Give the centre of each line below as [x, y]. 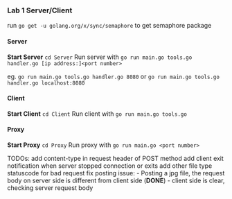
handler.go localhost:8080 [46, 83]
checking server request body [50, 188]
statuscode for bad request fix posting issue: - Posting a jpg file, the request [116, 173]
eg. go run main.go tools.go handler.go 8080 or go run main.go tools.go [114, 76]
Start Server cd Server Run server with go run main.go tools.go [100, 57]
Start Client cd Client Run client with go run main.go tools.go [97, 114]
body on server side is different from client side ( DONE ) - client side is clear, [116, 180]
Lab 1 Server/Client [40, 10]
